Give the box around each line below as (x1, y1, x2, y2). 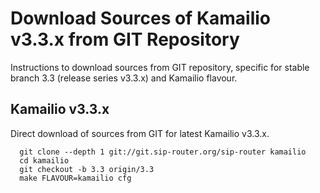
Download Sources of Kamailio (10, 7, 272, 30)
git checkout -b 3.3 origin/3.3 (19, 164, 155, 174)
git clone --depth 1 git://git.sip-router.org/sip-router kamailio (19, 147, 307, 157)
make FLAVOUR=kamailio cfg (19, 173, 132, 183)
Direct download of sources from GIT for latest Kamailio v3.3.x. (10, 127, 270, 139)
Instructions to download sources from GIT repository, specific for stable (10, 61, 310, 73)
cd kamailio (19, 155, 70, 166)
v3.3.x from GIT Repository (10, 28, 240, 51)
